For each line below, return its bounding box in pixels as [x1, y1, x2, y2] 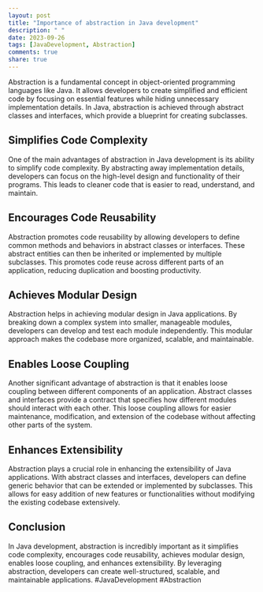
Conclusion [8, 520, 66, 534]
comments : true [8, 48, 58, 56]
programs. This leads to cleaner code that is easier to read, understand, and [8, 179, 255, 189]
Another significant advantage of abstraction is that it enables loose [8, 378, 228, 388]
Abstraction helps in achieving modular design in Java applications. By [8, 309, 238, 319]
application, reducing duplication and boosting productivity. [8, 265, 202, 275]
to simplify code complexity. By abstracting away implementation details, [8, 163, 245, 172]
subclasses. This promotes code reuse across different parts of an [8, 257, 224, 267]
